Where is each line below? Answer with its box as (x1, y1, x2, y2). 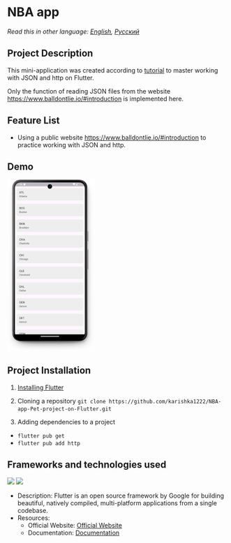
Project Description (7, 47, 94, 59)
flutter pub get (17, 432, 65, 440)
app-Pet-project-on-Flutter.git (17, 406, 112, 412)
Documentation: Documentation (27, 528, 120, 537)
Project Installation (7, 364, 91, 377)
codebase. (17, 507, 49, 515)
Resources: (17, 514, 50, 522)
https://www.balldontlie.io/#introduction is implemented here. (7, 94, 184, 103)
